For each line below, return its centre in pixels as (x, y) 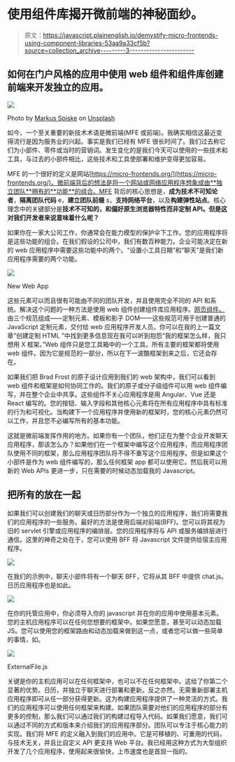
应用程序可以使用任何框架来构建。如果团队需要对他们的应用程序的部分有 (123, 707)
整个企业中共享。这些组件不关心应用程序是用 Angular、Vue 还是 (124, 394)
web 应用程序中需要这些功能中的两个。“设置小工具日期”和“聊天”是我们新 (119, 250)
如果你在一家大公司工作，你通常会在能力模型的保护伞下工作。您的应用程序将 (117, 232)
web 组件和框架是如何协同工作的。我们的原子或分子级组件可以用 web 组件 (114, 385)
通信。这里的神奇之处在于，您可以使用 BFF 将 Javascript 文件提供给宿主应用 (117, 539)
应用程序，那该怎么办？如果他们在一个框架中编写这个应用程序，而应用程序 (114, 444)
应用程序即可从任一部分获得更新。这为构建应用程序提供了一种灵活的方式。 (114, 698)
